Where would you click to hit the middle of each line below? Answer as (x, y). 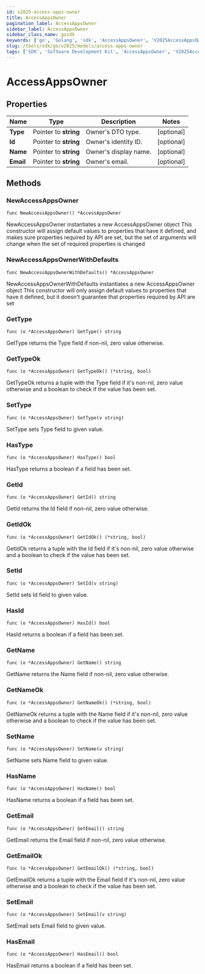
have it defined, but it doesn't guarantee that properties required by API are (101, 297)
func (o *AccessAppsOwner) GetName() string (64, 663)
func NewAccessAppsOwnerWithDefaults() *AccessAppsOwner (80, 272)
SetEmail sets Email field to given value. (56, 926)
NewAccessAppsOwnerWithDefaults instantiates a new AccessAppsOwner (101, 284)
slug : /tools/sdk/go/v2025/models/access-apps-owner (75, 46)
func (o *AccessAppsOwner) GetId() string (61, 497)
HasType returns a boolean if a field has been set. (69, 469)
